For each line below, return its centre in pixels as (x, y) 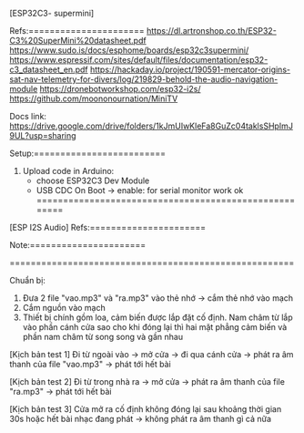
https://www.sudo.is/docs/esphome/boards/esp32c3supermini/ (129, 50)
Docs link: (28, 116)
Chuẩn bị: (27, 280)
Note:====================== (78, 245)
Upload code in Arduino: (68, 171)
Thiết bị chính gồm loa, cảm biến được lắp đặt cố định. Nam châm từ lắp (157, 317)
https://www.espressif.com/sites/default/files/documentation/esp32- (139, 60)
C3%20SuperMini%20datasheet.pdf (78, 41)
